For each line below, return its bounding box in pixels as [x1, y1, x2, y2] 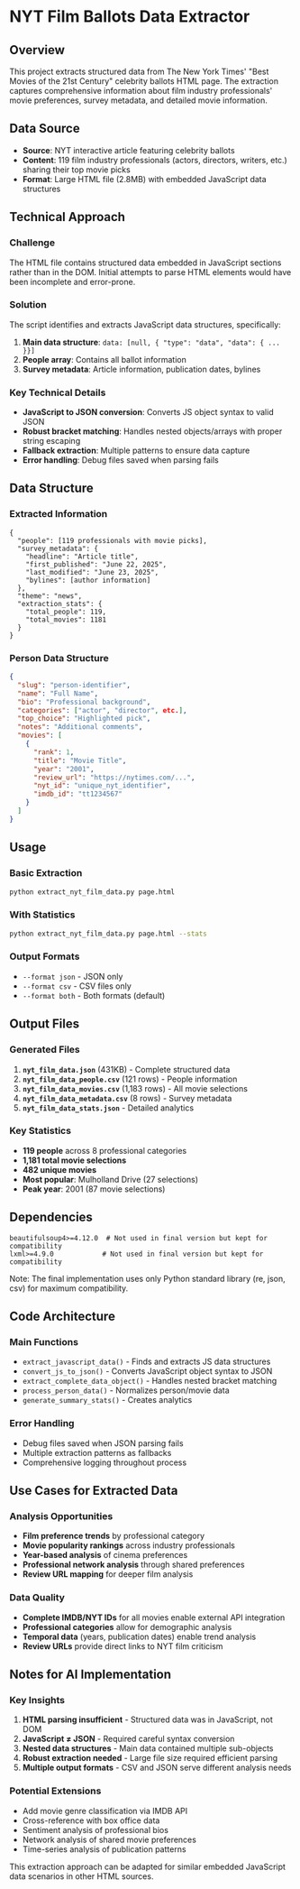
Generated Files [9, 1044, 81, 1056]
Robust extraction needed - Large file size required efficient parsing [22, 1753, 278, 1764]
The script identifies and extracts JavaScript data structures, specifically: [9, 318, 281, 330]
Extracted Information [9, 508, 108, 521]
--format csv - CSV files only [22, 981, 132, 991]
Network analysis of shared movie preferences [22, 1834, 196, 1845]
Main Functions [9, 1335, 79, 1348]
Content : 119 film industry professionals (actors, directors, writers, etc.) [22, 154, 288, 165]
